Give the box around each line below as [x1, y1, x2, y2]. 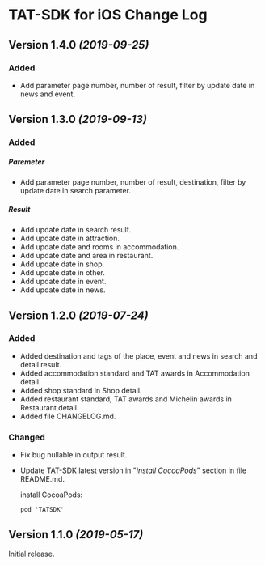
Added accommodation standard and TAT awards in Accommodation [19, 368, 250, 378]
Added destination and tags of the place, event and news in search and [19, 350, 258, 361]
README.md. [19, 474, 65, 484]
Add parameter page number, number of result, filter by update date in [19, 80, 255, 90]
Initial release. [8, 549, 55, 559]
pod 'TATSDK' [19, 506, 65, 514]
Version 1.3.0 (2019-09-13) [8, 113, 147, 126]
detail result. [19, 359, 62, 369]
